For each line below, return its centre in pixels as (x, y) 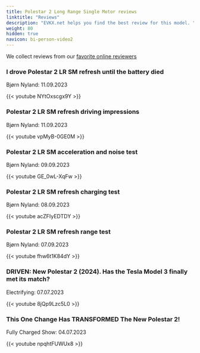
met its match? (28, 279)
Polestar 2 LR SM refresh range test (59, 232)
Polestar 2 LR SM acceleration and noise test (72, 151)
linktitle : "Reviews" (33, 17)
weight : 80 (20, 28)
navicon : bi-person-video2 (40, 39)
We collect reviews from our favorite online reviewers (71, 56)
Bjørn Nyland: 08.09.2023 (38, 205)
